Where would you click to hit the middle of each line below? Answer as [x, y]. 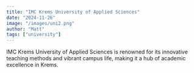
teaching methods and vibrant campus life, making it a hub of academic [96, 58]
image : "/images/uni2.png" [40, 23]
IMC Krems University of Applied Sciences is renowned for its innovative [97, 52]
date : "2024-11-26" [31, 18]
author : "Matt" [26, 29]
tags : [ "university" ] [34, 35]
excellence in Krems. [33, 65]
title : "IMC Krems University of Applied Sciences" [73, 12]
